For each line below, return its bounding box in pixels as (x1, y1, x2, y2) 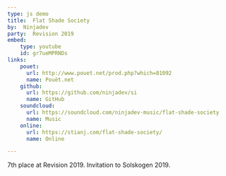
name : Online (25, 135, 65, 142)
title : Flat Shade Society (7, 17, 90, 24)
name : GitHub (25, 96, 65, 103)
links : (7, 57, 27, 64)
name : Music (25, 115, 61, 122)
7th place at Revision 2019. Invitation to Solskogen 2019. (7, 160, 171, 170)
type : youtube (20, 43, 61, 50)
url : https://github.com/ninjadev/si (25, 89, 138, 96)
